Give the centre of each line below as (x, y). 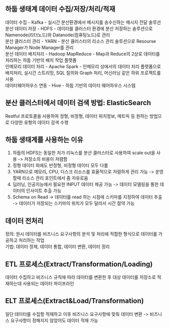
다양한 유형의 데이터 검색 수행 (40, 122)
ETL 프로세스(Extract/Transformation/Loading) (79, 264)
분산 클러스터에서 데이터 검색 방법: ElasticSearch (78, 103)
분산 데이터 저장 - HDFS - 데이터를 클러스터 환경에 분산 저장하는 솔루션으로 (79, 28)
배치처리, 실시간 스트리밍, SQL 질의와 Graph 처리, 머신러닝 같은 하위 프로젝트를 (83, 73)
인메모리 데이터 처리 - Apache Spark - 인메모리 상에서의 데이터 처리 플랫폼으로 (83, 66)
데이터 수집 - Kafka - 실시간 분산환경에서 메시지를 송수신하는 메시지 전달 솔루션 (83, 22)
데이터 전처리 (24, 221)
